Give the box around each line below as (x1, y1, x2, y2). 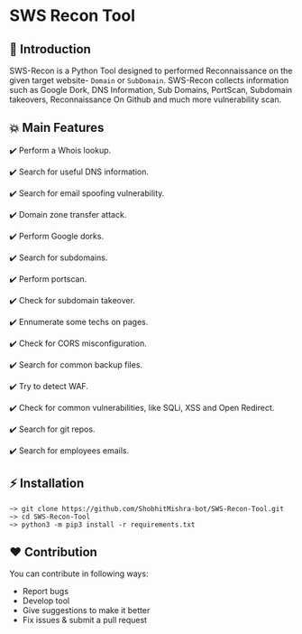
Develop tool (22, 595, 70, 606)
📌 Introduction (9, 42, 92, 57)
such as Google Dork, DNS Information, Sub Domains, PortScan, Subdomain (9, 85, 293, 95)
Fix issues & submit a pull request (22, 615, 147, 626)
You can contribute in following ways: (9, 568, 149, 579)
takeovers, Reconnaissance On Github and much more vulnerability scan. (9, 94, 282, 105)
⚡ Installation (9, 476, 85, 491)
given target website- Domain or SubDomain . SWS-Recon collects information (9, 75, 289, 86)
